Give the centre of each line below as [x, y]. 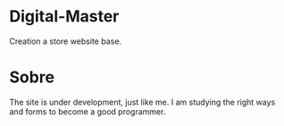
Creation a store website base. [66, 41]
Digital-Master [64, 17]
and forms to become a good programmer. [88, 111]
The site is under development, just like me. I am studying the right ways [142, 102]
